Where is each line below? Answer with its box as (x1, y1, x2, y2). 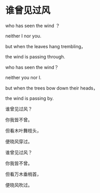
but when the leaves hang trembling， (5, 43, 86, 49)
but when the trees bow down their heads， (5, 85, 98, 91)
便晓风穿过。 (5, 138, 32, 144)
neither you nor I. (5, 74, 42, 80)
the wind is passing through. (5, 53, 66, 59)
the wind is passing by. (5, 95, 54, 101)
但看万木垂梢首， (5, 171, 42, 177)
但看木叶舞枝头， (5, 127, 42, 134)
